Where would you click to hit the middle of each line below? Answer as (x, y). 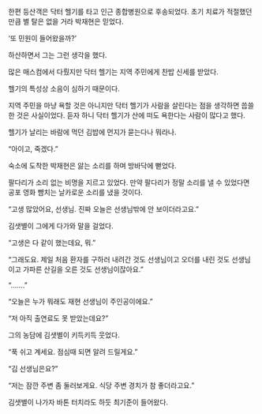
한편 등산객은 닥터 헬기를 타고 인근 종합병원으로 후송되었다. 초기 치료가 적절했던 (130, 11)
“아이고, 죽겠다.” (33, 149)
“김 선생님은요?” (33, 369)
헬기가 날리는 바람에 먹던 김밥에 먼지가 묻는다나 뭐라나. (92, 132)
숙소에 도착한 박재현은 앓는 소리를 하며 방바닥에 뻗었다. (92, 166)
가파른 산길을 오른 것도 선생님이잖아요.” (83, 269)
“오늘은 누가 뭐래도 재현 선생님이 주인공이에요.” (80, 301)
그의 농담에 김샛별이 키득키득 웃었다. (64, 335)
